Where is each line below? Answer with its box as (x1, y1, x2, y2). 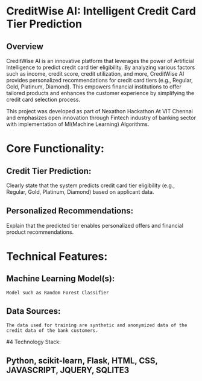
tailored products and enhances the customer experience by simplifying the (6, 90, 195, 96)
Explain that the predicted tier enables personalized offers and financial (6, 222, 184, 229)
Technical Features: (6, 250, 108, 263)
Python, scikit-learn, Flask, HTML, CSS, (6, 356, 158, 366)
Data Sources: (6, 306, 61, 316)
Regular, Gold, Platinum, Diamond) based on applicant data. (6, 188, 154, 195)
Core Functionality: (6, 142, 104, 156)
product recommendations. (6, 228, 74, 236)
